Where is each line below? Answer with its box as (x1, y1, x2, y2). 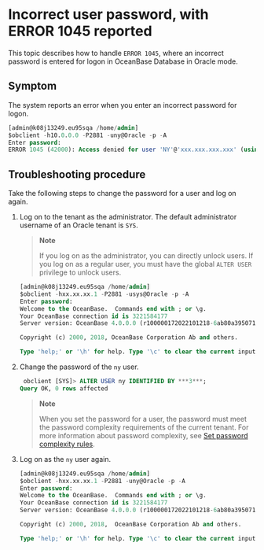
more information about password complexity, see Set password (38, 430, 248, 440)
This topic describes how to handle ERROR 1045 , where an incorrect (8, 48, 224, 57)
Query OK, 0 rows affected (19, 384, 108, 393)
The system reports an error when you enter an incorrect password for (8, 100, 237, 109)
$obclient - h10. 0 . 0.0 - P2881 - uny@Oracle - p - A (8, 131, 167, 139)
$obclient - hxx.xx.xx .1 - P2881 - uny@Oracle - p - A (19, 477, 186, 485)
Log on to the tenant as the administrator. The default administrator (19, 212, 237, 222)
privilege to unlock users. (38, 268, 122, 277)
